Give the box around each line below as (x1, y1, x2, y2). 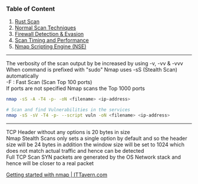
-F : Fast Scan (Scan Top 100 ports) (6, 79, 93, 86)
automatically (6, 72, 39, 79)
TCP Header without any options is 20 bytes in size (6, 128, 131, 135)
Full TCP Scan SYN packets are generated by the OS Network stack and (6, 153, 181, 160)
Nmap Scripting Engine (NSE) (14, 43, 87, 50)
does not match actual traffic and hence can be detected (6, 147, 144, 154)
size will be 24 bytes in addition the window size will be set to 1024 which (6, 140, 184, 148)
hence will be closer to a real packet (6, 159, 94, 166)
